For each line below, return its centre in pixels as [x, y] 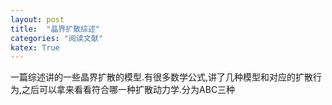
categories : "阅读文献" [56, 38]
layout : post [37, 19]
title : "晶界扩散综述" [55, 29]
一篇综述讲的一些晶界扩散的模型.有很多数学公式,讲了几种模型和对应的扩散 [162, 77]
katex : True [35, 47]
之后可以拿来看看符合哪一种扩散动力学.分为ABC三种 [128, 90]
